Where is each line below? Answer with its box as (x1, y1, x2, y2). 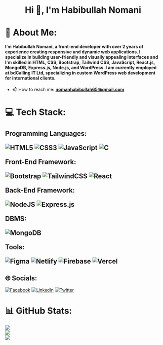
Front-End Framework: (5, 158, 77, 166)
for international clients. (5, 75, 56, 81)
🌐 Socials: (5, 274, 38, 282)
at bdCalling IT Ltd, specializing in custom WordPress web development (5, 70, 156, 76)
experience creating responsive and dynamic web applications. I (5, 49, 141, 55)
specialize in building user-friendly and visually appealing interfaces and (5, 54, 158, 60)
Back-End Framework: (5, 186, 75, 194)
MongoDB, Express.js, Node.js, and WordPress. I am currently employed (5, 64, 157, 71)
